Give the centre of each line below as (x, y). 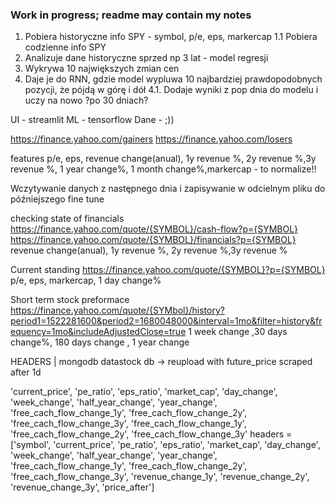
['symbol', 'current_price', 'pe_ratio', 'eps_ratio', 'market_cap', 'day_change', (165, 445)
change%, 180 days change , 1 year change (100, 342)
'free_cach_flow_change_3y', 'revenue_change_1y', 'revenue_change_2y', (160, 477)
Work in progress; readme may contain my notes (131, 15)
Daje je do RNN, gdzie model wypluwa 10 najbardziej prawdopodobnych (173, 79)
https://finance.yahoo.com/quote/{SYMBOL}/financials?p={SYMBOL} (153, 240)
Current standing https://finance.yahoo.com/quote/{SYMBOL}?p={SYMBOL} (168, 270)
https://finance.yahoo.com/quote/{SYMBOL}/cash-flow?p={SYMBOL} (154, 229)
